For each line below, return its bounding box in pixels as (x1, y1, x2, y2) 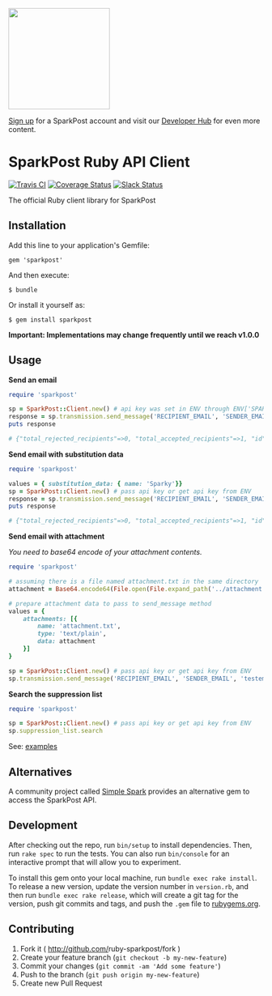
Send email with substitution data (8, 449, 124, 459)
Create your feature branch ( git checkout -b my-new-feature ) (19, 952, 227, 962)
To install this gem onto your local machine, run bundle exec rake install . (8, 873, 257, 883)
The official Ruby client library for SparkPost (8, 195, 156, 205)
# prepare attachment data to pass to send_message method (8, 599, 212, 607)
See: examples (8, 742, 58, 751)
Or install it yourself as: (8, 300, 85, 309)
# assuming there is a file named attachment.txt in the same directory (8, 577, 259, 586)
